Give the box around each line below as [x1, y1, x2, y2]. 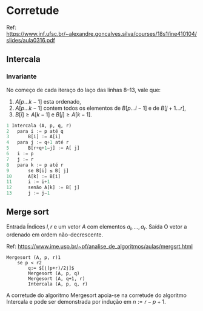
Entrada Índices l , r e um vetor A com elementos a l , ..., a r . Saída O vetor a [6, 222, 187, 232]
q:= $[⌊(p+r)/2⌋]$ [28, 265, 75, 271]
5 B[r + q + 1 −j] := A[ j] [6, 145, 80, 152]
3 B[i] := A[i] [6, 134, 61, 140]
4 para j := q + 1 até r [6, 139, 69, 145]
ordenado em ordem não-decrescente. [6, 231, 104, 238]
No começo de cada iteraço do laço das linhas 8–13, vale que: [6, 86, 161, 93]
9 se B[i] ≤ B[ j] [6, 167, 69, 173]
